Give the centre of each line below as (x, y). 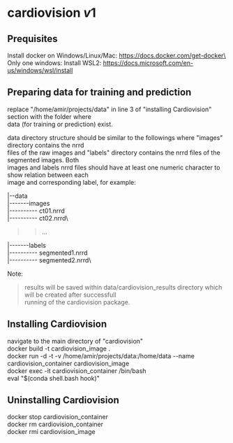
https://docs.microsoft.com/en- (148, 63)
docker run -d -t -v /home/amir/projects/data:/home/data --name (101, 356)
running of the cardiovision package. (77, 302)
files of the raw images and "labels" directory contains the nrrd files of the (114, 153)
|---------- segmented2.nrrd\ (49, 260)
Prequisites (32, 39)
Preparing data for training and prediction (99, 92)
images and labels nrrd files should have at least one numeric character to (114, 167)
